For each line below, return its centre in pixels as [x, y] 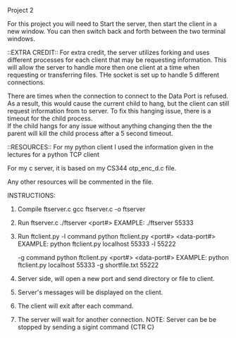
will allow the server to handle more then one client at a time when [104, 67]
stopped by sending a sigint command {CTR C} [86, 327]
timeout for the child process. [50, 118]
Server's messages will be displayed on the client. [90, 292]
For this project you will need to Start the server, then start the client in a [112, 24]
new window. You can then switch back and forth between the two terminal [117, 31]
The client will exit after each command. [75, 306]
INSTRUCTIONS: [31, 195]
